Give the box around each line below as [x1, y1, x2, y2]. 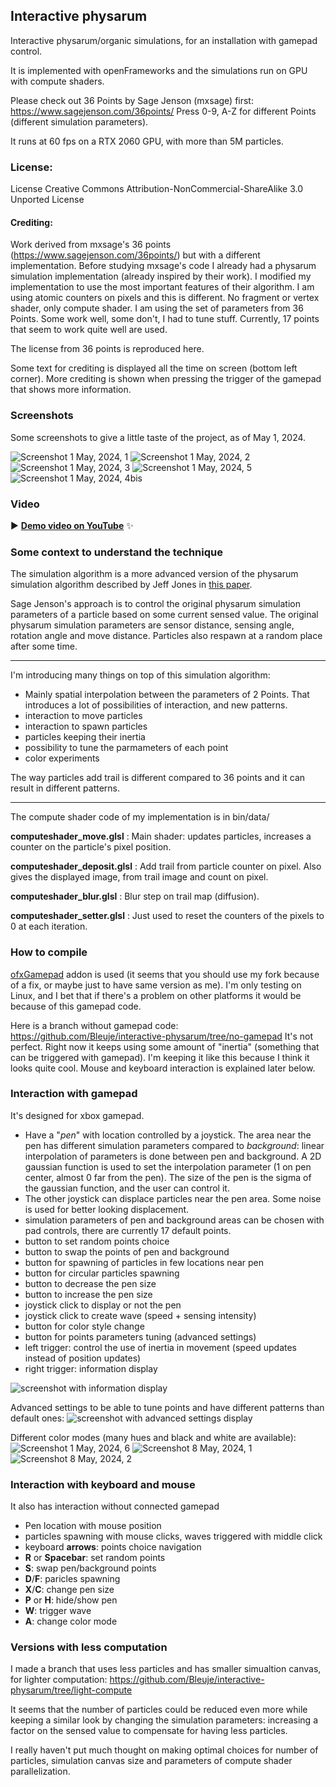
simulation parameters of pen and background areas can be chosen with [24, 1214, 325, 1226]
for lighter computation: [10, 1674, 108, 1686]
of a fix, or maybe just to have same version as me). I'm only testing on [10, 979, 302, 991]
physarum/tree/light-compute [10, 1684, 133, 1696]
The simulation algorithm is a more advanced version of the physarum [10, 568, 299, 580]
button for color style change [24, 1320, 145, 1332]
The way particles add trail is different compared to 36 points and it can [10, 772, 306, 784]
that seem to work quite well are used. [10, 324, 168, 336]
